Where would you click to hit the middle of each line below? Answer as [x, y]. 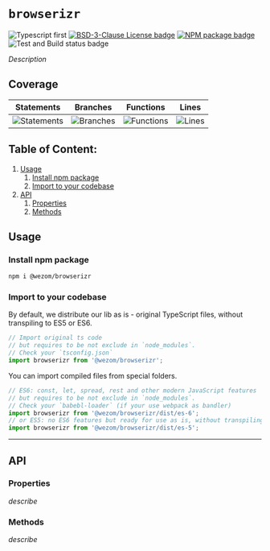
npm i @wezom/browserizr [50, 276]
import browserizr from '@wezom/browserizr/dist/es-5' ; [104, 428]
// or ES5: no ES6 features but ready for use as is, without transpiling [136, 420]
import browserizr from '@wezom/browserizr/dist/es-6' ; [104, 413]
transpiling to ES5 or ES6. [50, 323]
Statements [38, 107]
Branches [93, 107]
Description [27, 59]
